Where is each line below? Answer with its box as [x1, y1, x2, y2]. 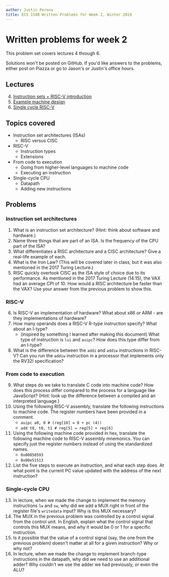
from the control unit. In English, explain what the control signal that [13, 519, 153, 525]
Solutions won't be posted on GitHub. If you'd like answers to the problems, [6, 60, 162, 66]
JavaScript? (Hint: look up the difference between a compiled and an [13, 393, 156, 399]
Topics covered [6, 119, 55, 127]
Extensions [20, 154, 44, 160]
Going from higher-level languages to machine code [20, 164, 129, 170]
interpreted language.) [13, 398, 60, 404]
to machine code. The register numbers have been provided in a [13, 409, 146, 415]
